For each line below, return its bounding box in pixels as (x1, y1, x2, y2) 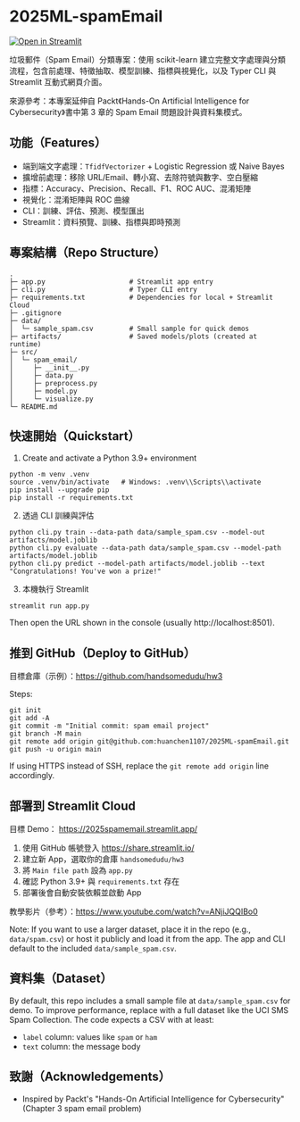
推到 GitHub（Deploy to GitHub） (9, 645, 196, 661)
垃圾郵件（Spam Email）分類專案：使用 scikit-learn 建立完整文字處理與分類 (9, 54, 286, 64)
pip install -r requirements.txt (9, 494, 134, 503)
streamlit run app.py (9, 602, 90, 611)
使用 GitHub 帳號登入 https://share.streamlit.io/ (21, 843, 195, 853)
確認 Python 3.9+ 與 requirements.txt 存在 (21, 877, 180, 886)
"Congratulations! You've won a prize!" (9, 567, 162, 577)
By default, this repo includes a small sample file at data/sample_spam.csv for (9, 995, 291, 1006)
